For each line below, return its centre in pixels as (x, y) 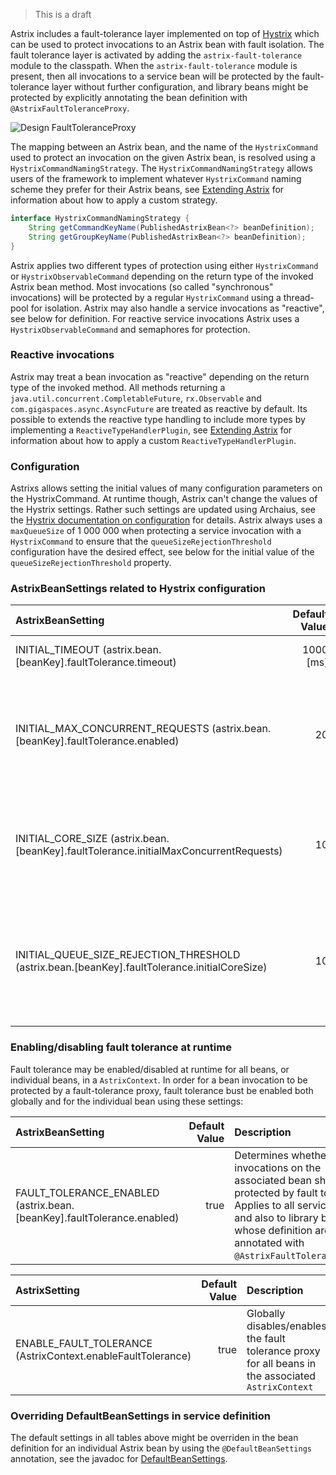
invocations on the (278, 1167)
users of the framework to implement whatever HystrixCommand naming (156, 178)
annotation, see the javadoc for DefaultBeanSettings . (119, 1458)
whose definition (273, 1230)
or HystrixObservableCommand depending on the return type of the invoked (162, 276)
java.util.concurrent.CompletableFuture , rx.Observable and (136, 398)
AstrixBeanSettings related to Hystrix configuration (138, 589)
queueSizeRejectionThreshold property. (91, 563)
